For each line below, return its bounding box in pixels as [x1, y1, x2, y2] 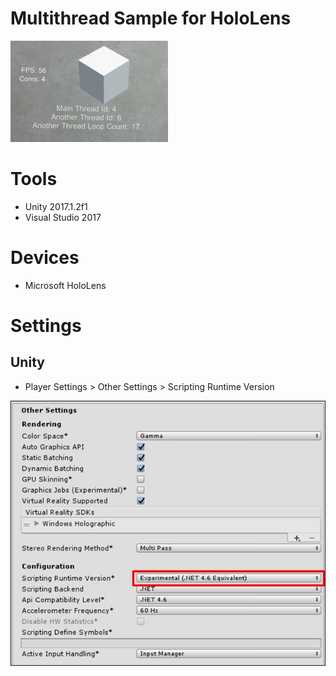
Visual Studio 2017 [24, 211, 102, 223]
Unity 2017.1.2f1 [24, 200, 88, 212]
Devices [10, 246, 80, 269]
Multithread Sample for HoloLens [10, 7, 292, 30]
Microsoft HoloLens [24, 279, 107, 291]
